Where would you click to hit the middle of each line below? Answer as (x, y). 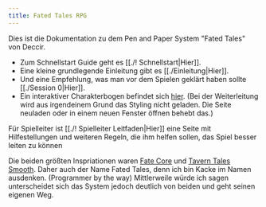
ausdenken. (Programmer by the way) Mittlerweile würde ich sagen (119, 178)
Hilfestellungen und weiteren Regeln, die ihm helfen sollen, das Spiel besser (133, 137)
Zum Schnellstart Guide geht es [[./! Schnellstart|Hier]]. (110, 62)
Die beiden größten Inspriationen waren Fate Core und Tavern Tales (119, 161)
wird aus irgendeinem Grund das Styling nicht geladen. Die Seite (125, 104)
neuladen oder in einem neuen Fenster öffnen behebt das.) (116, 113)
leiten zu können (35, 145)
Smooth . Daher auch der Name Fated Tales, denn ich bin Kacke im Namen (130, 169)
